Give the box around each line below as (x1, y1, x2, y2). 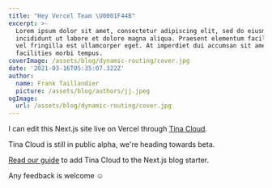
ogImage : (8, 94, 38, 102)
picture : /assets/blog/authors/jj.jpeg (15, 86, 151, 95)
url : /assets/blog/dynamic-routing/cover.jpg (15, 102, 172, 110)
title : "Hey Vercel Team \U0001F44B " (8, 11, 136, 20)
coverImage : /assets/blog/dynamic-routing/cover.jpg (8, 57, 190, 65)
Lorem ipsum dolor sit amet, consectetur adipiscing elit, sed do (15, 27, 244, 35)
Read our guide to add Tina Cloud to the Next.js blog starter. (8, 155, 209, 165)
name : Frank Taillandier (15, 79, 100, 87)
